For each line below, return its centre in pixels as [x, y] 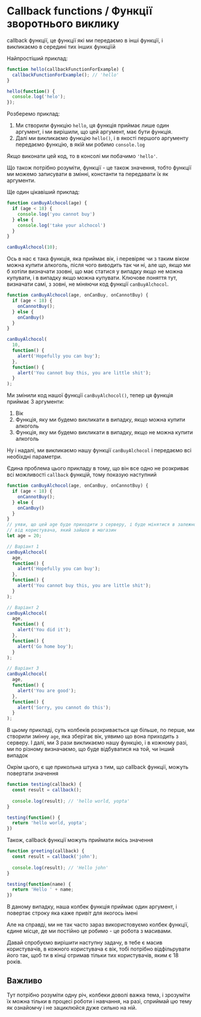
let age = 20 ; [24, 536]
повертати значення [33, 773]
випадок [18, 755]
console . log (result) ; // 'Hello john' [61, 868]
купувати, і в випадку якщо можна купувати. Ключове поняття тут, [92, 278]
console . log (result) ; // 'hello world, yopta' [71, 801]
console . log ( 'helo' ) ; [39, 97]
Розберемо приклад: [33, 114]
